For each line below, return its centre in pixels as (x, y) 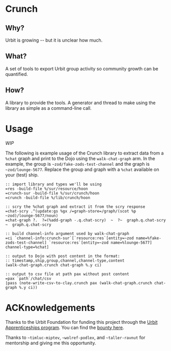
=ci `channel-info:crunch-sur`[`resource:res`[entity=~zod (70, 238)
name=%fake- (148, 238)
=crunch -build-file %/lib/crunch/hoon (48, 198)
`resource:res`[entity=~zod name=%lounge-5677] (101, 242)
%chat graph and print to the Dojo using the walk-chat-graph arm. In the (80, 158)
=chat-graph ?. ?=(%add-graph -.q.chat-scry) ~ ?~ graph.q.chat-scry (86, 220)
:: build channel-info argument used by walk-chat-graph (67, 233)
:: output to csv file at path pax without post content (67, 274)
